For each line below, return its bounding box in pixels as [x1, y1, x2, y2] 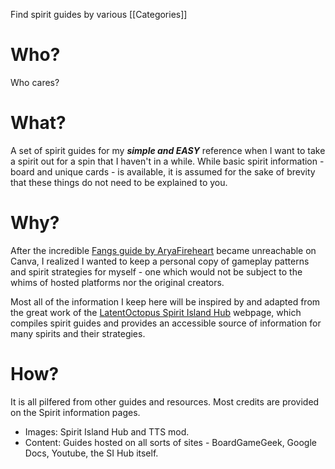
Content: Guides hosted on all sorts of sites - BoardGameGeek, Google [24, 436, 317, 448]
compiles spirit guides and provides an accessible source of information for [10, 317, 322, 329]
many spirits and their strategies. [10, 327, 146, 339]
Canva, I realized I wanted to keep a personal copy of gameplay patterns [10, 255, 310, 267]
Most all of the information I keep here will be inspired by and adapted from [10, 295, 321, 308]
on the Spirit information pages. [10, 406, 141, 418]
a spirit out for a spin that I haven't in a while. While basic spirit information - [10, 155, 325, 167]
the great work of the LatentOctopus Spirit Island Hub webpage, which [10, 306, 302, 318]
